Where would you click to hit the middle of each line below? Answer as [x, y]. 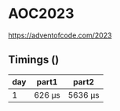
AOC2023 [41, 14]
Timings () [34, 60]
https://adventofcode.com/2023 [60, 35]
